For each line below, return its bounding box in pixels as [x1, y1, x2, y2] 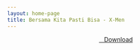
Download [103, 35, 133, 43]
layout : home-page [7, 10, 60, 17]
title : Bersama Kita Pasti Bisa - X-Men [7, 16, 126, 23]
